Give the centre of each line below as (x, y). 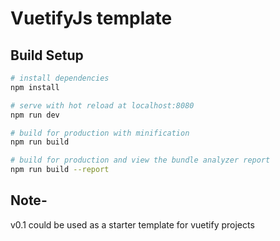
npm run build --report (60, 170)
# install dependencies (60, 78)
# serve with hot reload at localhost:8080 (102, 105)
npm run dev (35, 115)
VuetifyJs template (91, 18)
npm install (35, 87)
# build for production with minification (100, 133)
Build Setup (47, 55)
